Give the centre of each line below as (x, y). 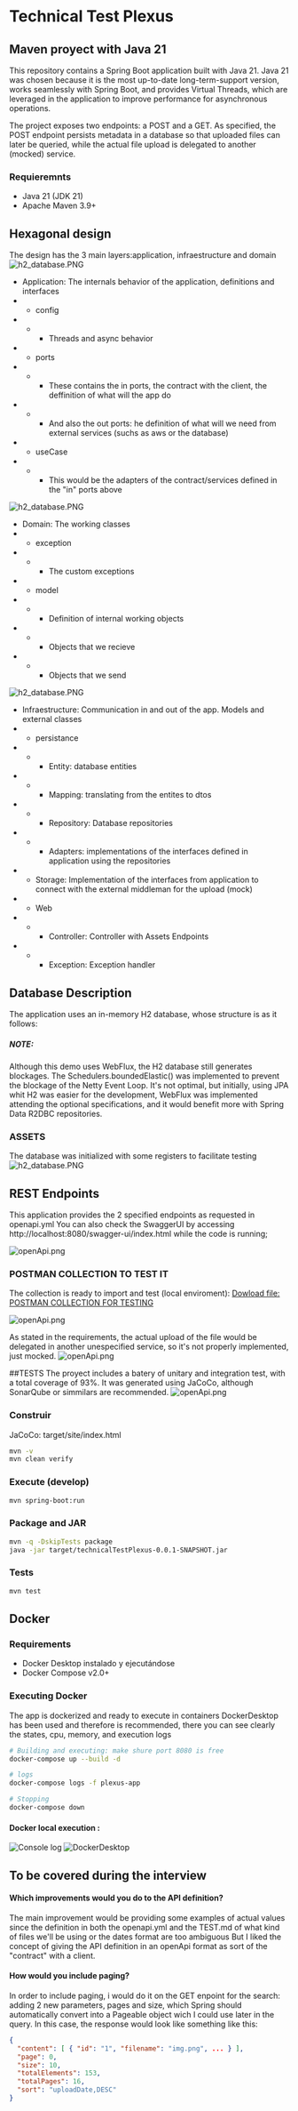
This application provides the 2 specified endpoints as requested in (132, 1215)
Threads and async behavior (101, 339)
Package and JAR (48, 1523)
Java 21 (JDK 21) (53, 197)
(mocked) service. (43, 154)
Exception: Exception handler (102, 965)
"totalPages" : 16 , (51, 2082)
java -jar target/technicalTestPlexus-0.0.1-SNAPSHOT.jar (118, 1550)
